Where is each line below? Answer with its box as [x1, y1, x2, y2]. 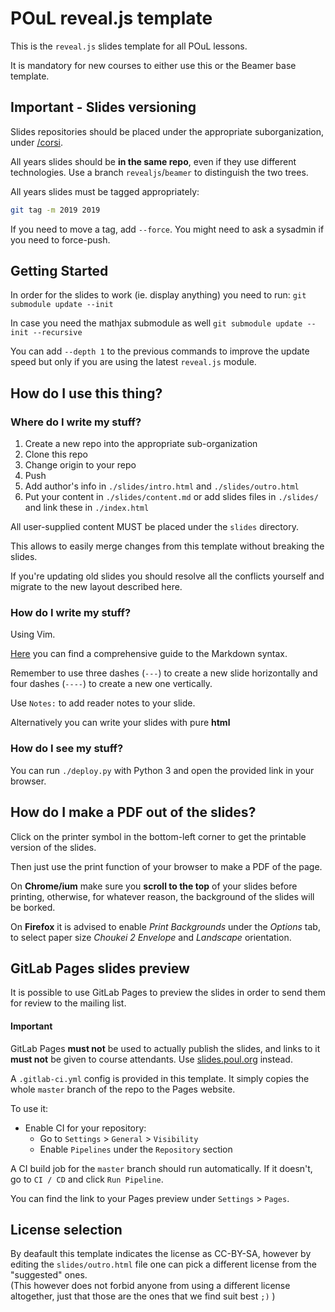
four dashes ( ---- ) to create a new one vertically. [10, 678, 213, 690]
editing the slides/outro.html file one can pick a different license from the [10, 1258, 317, 1271]
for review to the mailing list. [10, 997, 127, 1009]
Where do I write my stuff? [10, 415, 142, 429]
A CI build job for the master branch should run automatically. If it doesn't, [10, 1162, 313, 1174]
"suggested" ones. [10, 1269, 88, 1281]
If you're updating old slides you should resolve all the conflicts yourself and [10, 570, 325, 582]
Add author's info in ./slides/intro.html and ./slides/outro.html [24, 480, 300, 492]
